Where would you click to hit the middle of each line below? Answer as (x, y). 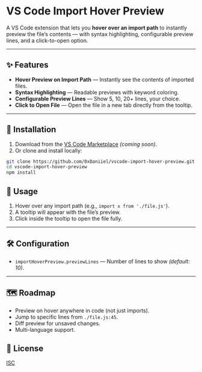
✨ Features (27, 65)
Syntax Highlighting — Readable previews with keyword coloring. (97, 92)
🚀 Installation (31, 130)
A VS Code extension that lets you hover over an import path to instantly (97, 28)
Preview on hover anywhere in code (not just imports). (82, 310)
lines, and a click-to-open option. (47, 40)
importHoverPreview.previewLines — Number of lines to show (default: (103, 261)
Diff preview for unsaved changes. (57, 323)
